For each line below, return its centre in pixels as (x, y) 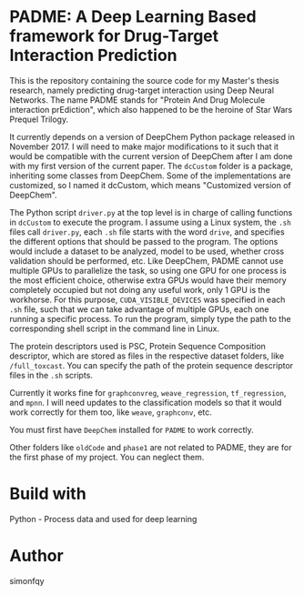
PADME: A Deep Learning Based (133, 17)
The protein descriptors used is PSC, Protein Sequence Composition (138, 346)
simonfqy (27, 580)
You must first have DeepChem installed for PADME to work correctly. (132, 429)
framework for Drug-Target (114, 36)
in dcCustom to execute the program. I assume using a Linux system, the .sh (150, 222)
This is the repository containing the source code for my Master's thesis (144, 80)
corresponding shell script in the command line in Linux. (115, 328)
